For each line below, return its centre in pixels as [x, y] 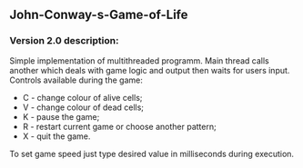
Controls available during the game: [76, 80]
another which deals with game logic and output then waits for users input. [150, 70]
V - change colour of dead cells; [83, 107]
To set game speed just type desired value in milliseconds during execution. [151, 153]
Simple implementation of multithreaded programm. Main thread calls [140, 60]
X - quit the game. [56, 136]
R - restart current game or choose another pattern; [119, 126]
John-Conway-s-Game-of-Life [99, 15]
